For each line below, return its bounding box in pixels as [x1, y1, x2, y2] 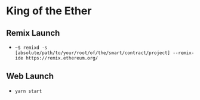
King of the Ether [6, 4, 92, 18]
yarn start [14, 88, 42, 94]
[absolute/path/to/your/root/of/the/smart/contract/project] [14, 50, 171, 56]
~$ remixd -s [14, 45, 48, 51]
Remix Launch [6, 28, 60, 38]
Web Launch [6, 71, 54, 82]
